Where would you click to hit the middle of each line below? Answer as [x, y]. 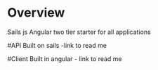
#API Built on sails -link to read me [57, 45]
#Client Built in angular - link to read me [65, 59]
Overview [36, 13]
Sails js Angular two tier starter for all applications [79, 32]
